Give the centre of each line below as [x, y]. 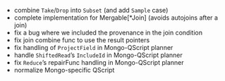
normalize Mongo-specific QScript [64, 70]
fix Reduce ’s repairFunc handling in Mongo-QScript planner [99, 62]
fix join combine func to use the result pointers [82, 40]
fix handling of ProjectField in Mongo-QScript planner [93, 48]
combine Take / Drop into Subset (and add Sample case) [91, 10]
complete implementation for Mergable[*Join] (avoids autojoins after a [116, 18]
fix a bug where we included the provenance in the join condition [108, 32]
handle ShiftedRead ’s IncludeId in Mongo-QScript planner [98, 55]
